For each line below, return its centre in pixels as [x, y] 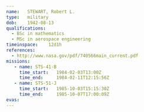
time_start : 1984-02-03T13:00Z [60, 72]
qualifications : [26, 28]
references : [21, 50]
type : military [27, 17]
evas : [13, 100]
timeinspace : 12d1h [34, 45]
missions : [18, 61]
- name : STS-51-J [35, 84]
